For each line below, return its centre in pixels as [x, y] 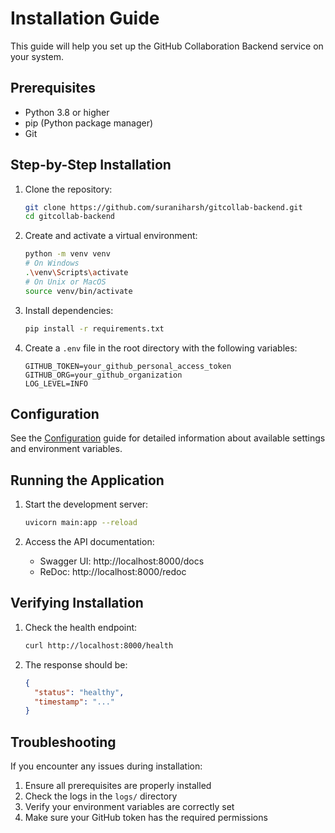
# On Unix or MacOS [65, 282]
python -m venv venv [67, 254]
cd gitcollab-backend [69, 217]
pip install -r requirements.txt [94, 328]
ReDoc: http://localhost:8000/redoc [113, 572]
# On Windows [52, 263]
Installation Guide [85, 18]
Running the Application [87, 480]
